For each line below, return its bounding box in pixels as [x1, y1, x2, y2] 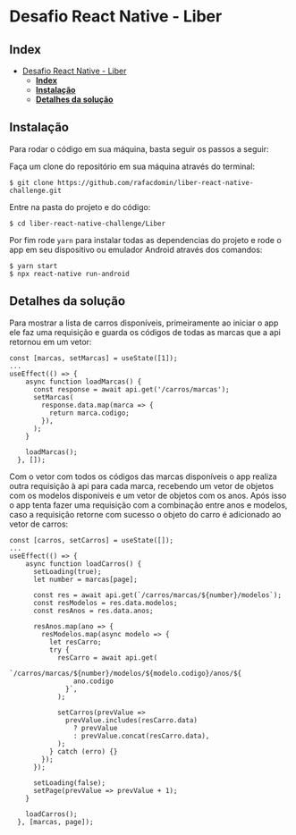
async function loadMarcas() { [25, 377, 142, 386]
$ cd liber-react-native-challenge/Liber [9, 219, 166, 228]
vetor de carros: [9, 519, 69, 529]
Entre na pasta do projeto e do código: [9, 201, 151, 212]
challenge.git [9, 186, 63, 195]
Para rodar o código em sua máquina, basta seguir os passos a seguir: [9, 143, 269, 154]
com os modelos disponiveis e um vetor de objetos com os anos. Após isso [9, 490, 287, 501]
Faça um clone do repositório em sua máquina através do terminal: [9, 161, 256, 172]
